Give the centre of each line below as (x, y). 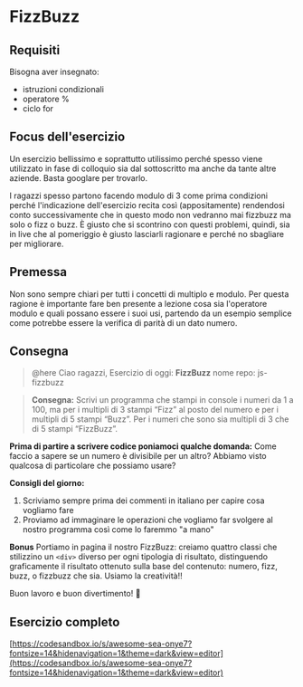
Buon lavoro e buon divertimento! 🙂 (75, 594)
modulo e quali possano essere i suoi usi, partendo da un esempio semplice (151, 313)
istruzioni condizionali (63, 89)
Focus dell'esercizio (67, 137)
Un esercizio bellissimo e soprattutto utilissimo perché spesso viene (136, 158)
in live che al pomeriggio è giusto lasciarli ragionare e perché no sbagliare (147, 234)
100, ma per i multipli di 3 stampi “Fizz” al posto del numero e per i (155, 410)
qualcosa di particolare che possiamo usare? (93, 466)
